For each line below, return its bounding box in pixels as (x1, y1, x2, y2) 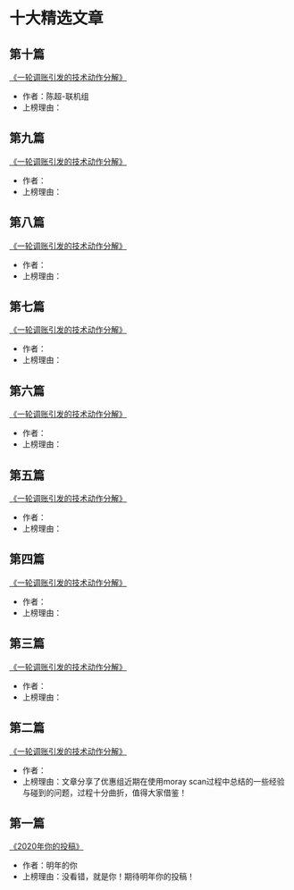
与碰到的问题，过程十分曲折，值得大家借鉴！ (21, 787, 188, 798)
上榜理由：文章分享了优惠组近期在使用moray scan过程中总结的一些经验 (21, 776, 285, 786)
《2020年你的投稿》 (9, 841, 84, 852)
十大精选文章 (9, 8, 105, 29)
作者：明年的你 (21, 860, 78, 871)
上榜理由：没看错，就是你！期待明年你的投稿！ (21, 871, 195, 882)
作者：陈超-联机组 (21, 91, 89, 101)
